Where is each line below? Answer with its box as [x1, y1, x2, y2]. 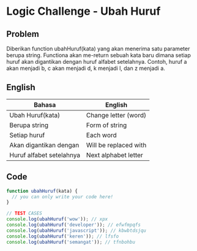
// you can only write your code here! [12, 193, 114, 200]
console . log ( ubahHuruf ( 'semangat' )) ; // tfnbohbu [6, 239, 136, 245]
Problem [6, 29, 40, 39]
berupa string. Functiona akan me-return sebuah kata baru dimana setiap [6, 52, 191, 59]
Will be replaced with [86, 141, 147, 149]
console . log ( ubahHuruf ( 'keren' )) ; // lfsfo [6, 233, 119, 239]
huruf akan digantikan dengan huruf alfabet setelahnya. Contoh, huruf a [6, 58, 187, 65]
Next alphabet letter [86, 150, 144, 159]
